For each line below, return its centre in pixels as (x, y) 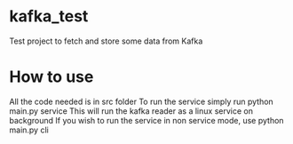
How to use (51, 77)
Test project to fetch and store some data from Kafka (106, 41)
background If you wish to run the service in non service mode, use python (146, 120)
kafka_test (49, 16)
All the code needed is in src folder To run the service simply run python (141, 101)
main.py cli (29, 130)
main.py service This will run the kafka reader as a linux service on (131, 111)
